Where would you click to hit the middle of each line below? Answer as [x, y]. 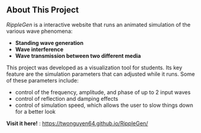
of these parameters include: [43, 80]
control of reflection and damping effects [67, 98]
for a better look [35, 111]
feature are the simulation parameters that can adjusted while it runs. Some [100, 74]
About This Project [43, 10]
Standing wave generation [49, 43]
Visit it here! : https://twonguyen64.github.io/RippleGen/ [77, 123]
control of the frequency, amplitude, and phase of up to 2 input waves [103, 92]
